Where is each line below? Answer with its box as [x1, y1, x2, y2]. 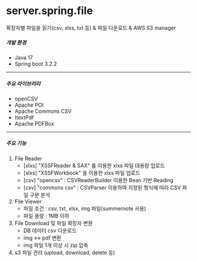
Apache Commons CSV [14, 108, 72, 115]
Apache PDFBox [14, 120, 55, 127]
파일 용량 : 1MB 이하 [23, 212, 70, 219]
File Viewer [14, 198, 42, 205]
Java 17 [14, 54, 33, 61]
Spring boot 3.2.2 [14, 60, 57, 67]
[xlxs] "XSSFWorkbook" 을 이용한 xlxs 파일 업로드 [23, 169, 141, 176]
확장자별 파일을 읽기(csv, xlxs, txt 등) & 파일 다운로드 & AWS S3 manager [6, 24, 176, 31]
